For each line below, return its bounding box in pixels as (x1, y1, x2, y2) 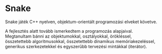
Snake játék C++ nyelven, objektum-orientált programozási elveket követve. (5, 19, 157, 25)
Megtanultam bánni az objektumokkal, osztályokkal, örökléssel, (5, 33, 132, 39)
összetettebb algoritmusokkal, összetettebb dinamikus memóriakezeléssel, (5, 38, 156, 44)
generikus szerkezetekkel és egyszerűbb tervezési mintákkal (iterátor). (5, 43, 147, 49)
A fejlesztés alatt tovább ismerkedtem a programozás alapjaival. (5, 28, 133, 34)
